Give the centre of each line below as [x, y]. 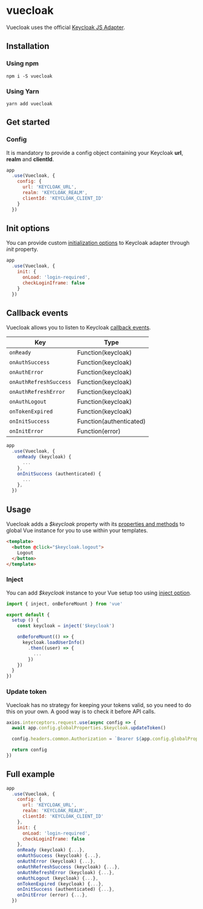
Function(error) [99, 431]
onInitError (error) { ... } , [52, 895]
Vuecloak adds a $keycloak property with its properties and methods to [95, 524]
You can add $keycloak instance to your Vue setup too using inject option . [99, 593]
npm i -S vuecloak [29, 76]
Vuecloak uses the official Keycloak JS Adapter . [66, 27]
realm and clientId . [30, 159]
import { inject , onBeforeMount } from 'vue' [64, 604]
